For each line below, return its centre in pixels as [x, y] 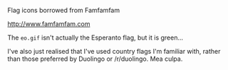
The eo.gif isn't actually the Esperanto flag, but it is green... [95, 37]
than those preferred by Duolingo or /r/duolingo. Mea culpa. [95, 59]
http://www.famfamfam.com [49, 24]
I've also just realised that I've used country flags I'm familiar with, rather [114, 51]
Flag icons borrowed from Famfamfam [63, 10]
